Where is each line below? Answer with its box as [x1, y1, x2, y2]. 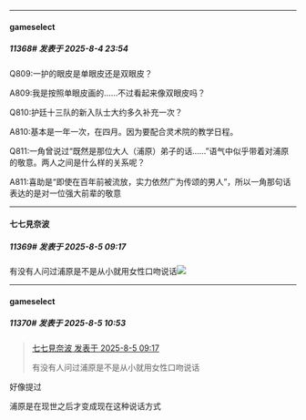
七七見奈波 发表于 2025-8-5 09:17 [31, 343, 159, 353]
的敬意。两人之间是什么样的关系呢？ [9, 157, 146, 168]
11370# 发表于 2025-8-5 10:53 [9, 318, 127, 329]
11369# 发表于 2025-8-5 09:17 [9, 241, 127, 251]
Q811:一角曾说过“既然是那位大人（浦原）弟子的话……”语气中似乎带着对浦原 [9, 145, 290, 156]
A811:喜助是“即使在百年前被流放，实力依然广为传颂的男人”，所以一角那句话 [9, 176, 291, 187]
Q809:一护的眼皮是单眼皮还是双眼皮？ [9, 67, 153, 78]
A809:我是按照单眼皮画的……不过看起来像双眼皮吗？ [9, 87, 207, 98]
